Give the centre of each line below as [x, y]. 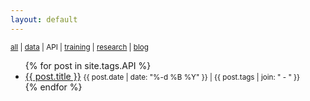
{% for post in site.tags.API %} [88, 65]
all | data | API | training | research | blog [79, 47]
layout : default [44, 19]
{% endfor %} [53, 87]
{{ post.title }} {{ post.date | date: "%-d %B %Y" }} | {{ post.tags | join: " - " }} [162, 76]
